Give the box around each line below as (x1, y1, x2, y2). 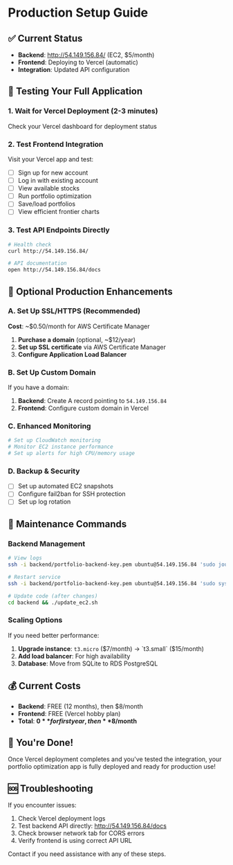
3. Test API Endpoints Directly (8, 225, 110, 235)
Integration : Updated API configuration (17, 66, 130, 73)
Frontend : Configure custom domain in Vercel (17, 404, 149, 413)
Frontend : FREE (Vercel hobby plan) (17, 709, 121, 717)
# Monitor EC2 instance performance (8, 443, 113, 451)
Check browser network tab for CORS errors (17, 829, 145, 837)
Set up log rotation (17, 497, 71, 506)
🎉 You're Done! (8, 736, 74, 749)
